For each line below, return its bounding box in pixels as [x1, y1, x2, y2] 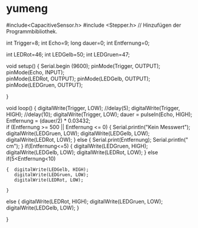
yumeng [6, 2, 48, 15]
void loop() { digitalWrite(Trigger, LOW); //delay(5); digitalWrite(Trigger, [6, 104, 180, 111]
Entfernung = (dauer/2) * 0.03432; [6, 117, 91, 124]
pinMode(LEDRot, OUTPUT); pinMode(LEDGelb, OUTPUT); [6, 75, 150, 82]
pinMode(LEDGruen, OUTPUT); [6, 81, 83, 88]
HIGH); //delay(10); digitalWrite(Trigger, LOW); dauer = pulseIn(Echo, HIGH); [6, 111, 193, 118]
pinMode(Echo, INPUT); [6, 68, 65, 76]
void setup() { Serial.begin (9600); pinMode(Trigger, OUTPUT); [6, 62, 161, 70]
